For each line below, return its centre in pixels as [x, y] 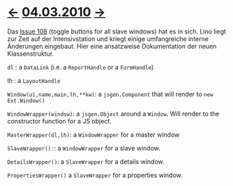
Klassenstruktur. [31, 54]
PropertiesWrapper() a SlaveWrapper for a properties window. [95, 175]
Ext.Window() [26, 101]
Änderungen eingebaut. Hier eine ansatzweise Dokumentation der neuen [112, 46]
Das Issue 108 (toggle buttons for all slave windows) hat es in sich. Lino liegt [117, 31]
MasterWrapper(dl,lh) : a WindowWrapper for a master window [93, 134]
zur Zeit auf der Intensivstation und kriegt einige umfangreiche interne [108, 38]
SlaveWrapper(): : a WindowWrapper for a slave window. [84, 148]
